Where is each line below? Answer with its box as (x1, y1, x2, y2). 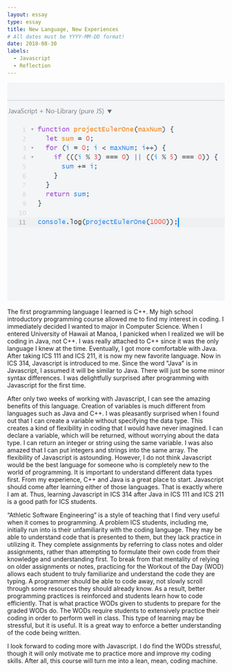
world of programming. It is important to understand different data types (7, 468, 213, 476)
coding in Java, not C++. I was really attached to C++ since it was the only (7, 336, 220, 345)
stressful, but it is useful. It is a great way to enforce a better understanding (7, 621, 222, 629)
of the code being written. (7, 628, 81, 637)
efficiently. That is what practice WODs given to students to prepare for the (7, 599, 221, 607)
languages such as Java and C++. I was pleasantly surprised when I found (7, 409, 220, 417)
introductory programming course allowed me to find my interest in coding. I (7, 315, 224, 323)
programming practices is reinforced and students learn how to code (7, 592, 203, 600)
